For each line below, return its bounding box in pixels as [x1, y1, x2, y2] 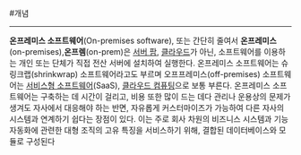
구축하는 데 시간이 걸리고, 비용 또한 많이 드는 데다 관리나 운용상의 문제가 [39, 91, 291, 101]
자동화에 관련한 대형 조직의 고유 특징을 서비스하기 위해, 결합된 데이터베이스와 [9, 125, 278, 135]
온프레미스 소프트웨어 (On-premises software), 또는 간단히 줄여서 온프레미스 [9, 35, 278, 46]
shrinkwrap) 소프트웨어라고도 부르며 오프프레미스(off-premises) [33, 69, 262, 79]
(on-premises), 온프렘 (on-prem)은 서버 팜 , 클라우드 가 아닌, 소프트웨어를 [9, 47, 262, 56]
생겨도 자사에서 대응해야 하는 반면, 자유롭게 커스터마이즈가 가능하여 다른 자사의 [9, 102, 285, 113]
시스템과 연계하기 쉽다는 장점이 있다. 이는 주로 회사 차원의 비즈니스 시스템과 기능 [9, 114, 289, 124]
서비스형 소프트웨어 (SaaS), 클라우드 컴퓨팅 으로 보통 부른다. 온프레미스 [25, 80, 271, 90]
